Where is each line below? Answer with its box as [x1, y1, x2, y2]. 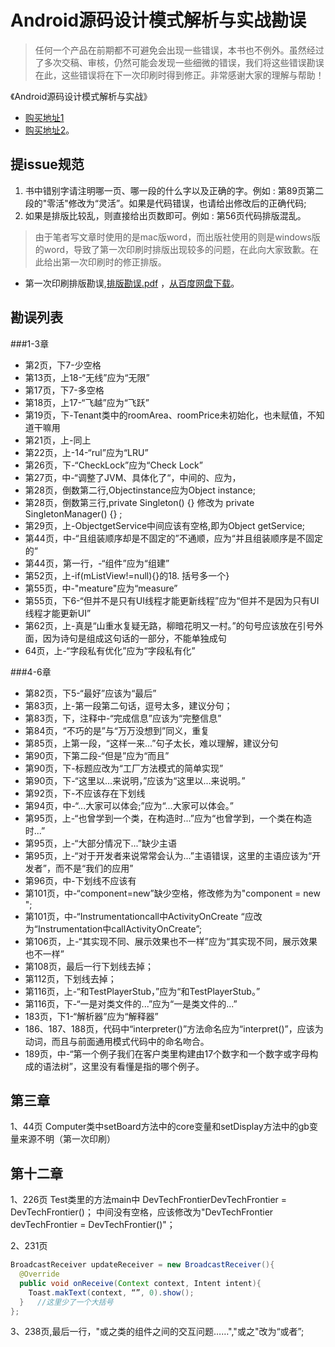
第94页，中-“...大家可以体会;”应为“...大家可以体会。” [24, 799, 234, 811]
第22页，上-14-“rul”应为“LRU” [24, 446, 149, 458]
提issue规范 [10, 156, 85, 173]
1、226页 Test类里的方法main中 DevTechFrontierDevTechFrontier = [10, 1194, 288, 1206]
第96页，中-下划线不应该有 [24, 874, 137, 886]
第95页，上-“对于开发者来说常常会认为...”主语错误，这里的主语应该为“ [24, 849, 313, 861]
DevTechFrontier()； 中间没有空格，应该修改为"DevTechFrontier [10, 1206, 274, 1218]
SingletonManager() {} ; [24, 507, 123, 520]
